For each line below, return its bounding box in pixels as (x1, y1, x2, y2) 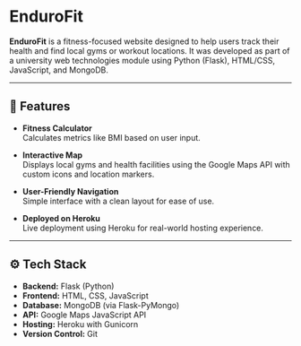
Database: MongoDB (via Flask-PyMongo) (21, 299, 180, 310)
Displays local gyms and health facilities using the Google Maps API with (21, 159, 291, 169)
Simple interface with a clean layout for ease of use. (21, 195, 215, 206)
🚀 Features (9, 99, 71, 114)
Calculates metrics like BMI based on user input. (21, 132, 202, 143)
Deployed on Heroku (21, 212, 101, 223)
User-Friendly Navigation (21, 186, 119, 196)
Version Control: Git (21, 328, 99, 339)
